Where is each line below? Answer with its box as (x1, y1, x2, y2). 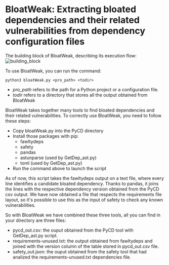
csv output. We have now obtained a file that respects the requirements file (5, 191, 162, 197)
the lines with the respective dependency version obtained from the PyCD (5, 186, 159, 192)
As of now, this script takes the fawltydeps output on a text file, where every (5, 175, 164, 181)
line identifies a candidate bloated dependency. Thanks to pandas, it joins (5, 180, 159, 186)
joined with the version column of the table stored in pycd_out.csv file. (12, 243, 159, 249)
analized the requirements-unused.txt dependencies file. (12, 254, 132, 260)
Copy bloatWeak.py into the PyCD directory (12, 128, 104, 134)
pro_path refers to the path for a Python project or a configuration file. (12, 86, 159, 92)
